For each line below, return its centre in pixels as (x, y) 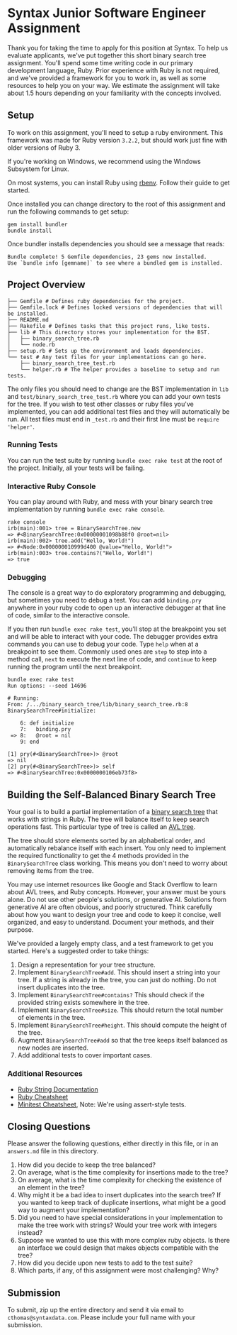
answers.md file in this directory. (53, 1151)
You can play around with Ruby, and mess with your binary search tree (110, 502)
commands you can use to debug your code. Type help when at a (103, 644)
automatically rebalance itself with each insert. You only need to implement (117, 848)
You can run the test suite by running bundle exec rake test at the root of (115, 460)
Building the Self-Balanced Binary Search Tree (112, 795)
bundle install (30, 231)
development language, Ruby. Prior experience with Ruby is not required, (114, 70)
